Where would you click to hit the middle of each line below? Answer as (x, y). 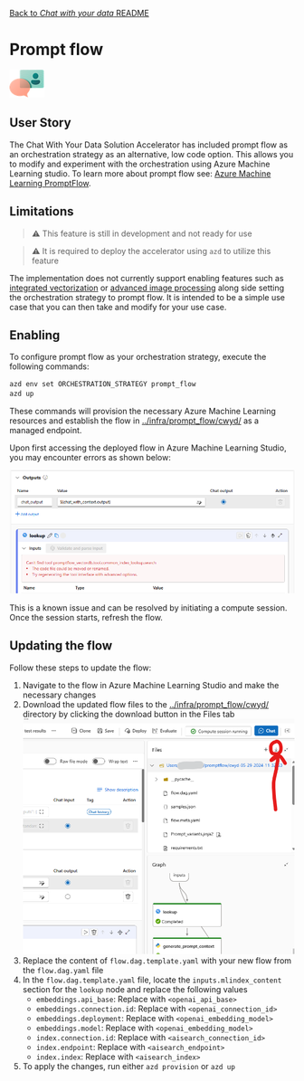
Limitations (42, 212)
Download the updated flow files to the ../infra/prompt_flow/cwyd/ (146, 704)
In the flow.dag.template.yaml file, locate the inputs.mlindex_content (152, 980)
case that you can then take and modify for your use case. (118, 307)
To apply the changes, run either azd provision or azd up (128, 1067)
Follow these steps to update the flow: (81, 668)
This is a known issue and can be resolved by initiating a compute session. (148, 607)
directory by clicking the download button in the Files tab (128, 714)
